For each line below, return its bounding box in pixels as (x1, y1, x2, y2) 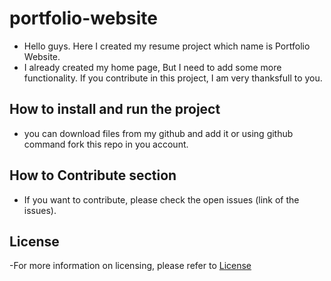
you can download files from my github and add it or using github (23, 127, 294, 139)
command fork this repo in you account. (23, 138, 189, 150)
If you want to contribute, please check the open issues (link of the (23, 193, 300, 206)
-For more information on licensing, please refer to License (9, 260, 252, 272)
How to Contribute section (9, 167, 177, 184)
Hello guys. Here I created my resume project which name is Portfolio (23, 40, 311, 52)
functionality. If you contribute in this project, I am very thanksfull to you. (23, 72, 323, 84)
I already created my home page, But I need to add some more (23, 61, 282, 73)
